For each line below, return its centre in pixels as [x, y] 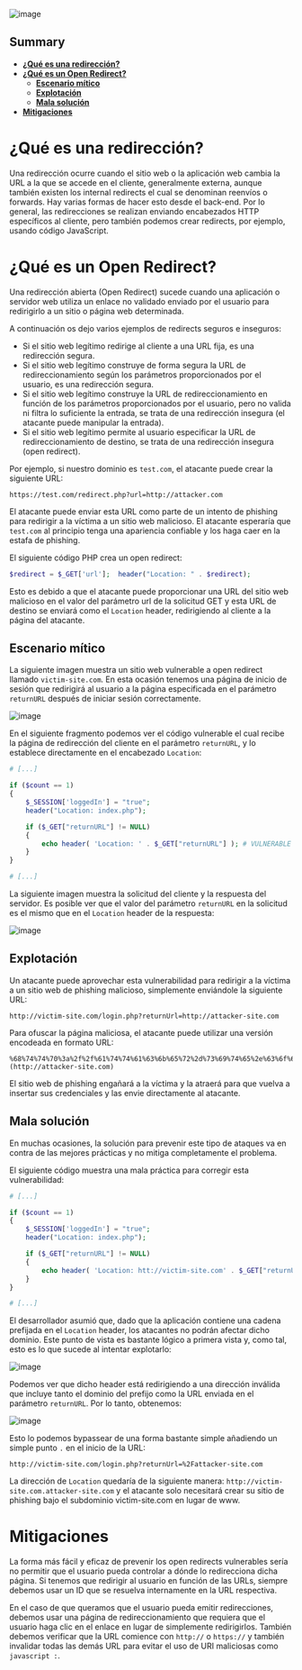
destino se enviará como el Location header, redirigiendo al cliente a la [140, 610]
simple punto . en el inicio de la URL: [77, 1448]
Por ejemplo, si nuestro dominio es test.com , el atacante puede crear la [141, 468]
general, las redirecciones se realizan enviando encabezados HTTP [134, 211]
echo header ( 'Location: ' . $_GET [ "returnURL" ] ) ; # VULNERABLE [167, 844]
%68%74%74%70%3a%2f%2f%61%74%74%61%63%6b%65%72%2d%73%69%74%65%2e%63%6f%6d [154, 1058]
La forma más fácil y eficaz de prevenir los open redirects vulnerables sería [149, 1562]
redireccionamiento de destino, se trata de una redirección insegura [148, 441]
